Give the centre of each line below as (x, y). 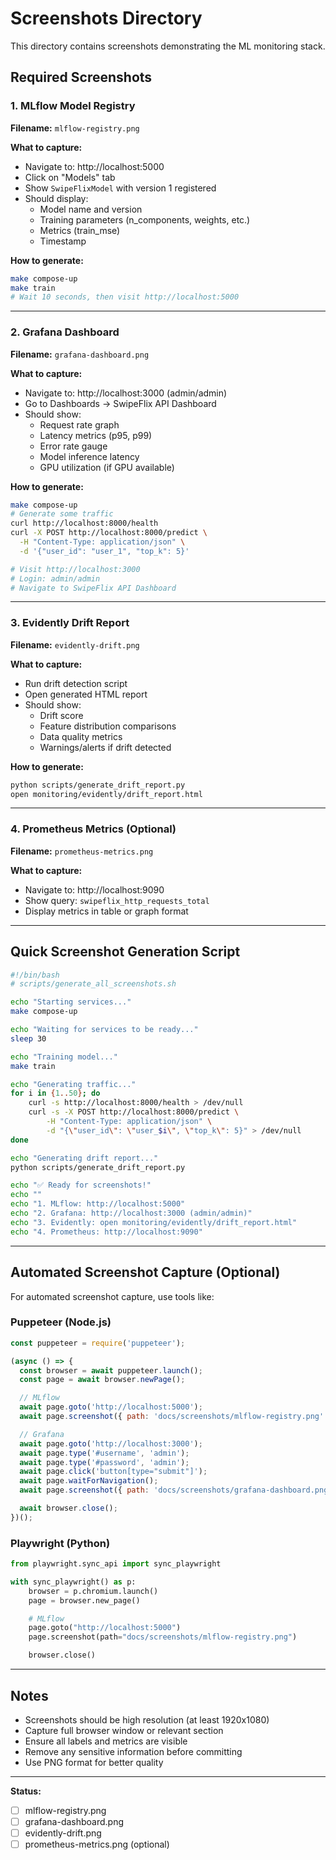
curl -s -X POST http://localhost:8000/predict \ (134, 1112)
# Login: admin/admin (55, 578)
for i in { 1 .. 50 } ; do (55, 1093)
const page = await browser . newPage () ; (102, 1380)
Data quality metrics (81, 736)
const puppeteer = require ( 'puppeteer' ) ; (98, 1343)
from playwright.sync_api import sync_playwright (116, 1564)
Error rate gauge (73, 446)
